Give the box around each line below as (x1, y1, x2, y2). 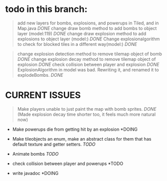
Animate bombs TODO (12, 151, 59, 157)
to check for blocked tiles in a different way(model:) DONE (17, 41, 137, 47)
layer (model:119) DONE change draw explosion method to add (17, 30, 146, 36)
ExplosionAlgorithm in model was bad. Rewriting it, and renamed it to (17, 66, 159, 73)
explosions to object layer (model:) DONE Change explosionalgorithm (17, 36, 160, 42)
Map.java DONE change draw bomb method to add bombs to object (17, 25, 157, 31)
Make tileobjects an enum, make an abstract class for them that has (12, 136, 152, 142)
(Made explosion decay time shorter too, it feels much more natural (17, 111, 156, 117)
